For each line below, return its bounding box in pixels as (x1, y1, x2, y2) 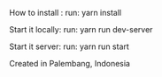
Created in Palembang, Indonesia (9, 59, 131, 68)
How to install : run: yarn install (9, 8, 122, 17)
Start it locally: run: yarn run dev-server (9, 24, 153, 34)
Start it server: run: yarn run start (9, 41, 130, 52)
